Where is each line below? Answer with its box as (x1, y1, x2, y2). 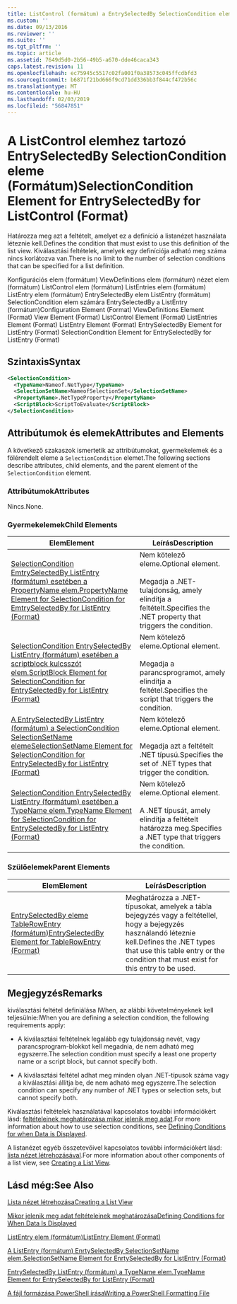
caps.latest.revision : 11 (7, 63, 83, 70)
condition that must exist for (125, 954, 219, 964)
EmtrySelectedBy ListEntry (11, 567, 100, 577)
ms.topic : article (7, 50, 61, 57)
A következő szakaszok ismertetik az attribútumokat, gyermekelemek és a (7, 446, 223, 454)
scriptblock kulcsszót (11, 659, 82, 669)
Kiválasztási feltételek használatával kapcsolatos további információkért (7, 1107, 217, 1116)
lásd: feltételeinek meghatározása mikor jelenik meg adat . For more (7, 1115, 201, 1124)
